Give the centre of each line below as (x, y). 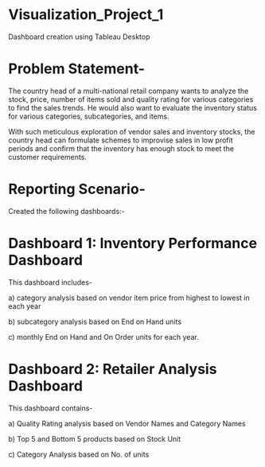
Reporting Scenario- (77, 189)
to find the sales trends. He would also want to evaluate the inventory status (132, 107)
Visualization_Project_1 (86, 15)
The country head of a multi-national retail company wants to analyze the (129, 91)
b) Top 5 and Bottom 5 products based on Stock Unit (95, 438)
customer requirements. (48, 157)
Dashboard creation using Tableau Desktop (79, 37)
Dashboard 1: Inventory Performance (132, 243)
